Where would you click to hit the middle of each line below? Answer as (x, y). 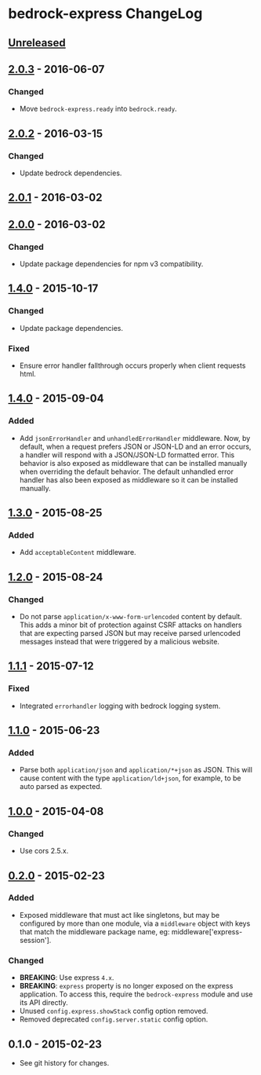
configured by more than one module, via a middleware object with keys (135, 923)
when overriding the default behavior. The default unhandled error (126, 471)
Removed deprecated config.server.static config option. (114, 1019)
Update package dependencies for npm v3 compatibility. (111, 264)
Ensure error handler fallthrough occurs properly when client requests (132, 365)
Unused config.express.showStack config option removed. (114, 1011)
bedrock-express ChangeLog (105, 14)
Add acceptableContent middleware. (78, 552)
